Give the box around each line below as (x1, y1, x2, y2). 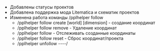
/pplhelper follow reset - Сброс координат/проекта (17, 35, 124, 41)
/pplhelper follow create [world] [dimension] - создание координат (17, 20, 156, 25)
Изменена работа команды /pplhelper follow (9, 15, 104, 20)
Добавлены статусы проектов (9, 4, 74, 10)
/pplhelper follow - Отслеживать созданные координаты (17, 30, 136, 36)
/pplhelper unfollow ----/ (17, 41, 68, 46)
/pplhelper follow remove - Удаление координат (17, 25, 117, 31)
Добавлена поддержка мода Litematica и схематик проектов (9, 9, 140, 15)
